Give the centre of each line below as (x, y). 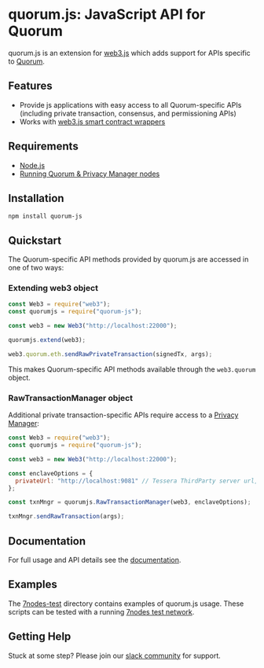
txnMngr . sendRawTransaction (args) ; (66, 516)
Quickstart (35, 240)
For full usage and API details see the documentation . (95, 560)
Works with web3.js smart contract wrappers (92, 121)
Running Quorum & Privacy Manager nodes (90, 174)
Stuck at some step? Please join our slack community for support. (115, 655)
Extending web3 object (53, 288)
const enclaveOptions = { (50, 473)
